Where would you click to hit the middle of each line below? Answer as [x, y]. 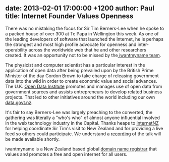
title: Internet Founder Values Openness [69, 16]
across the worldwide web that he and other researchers [87, 49]
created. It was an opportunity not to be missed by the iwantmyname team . [83, 55]
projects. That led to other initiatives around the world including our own [80, 97]
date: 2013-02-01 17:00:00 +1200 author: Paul [80, 8]
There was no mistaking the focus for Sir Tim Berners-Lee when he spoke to [85, 28]
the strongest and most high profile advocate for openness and [71, 44]
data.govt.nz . [19, 102]
